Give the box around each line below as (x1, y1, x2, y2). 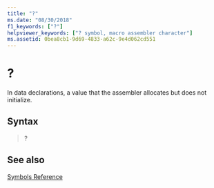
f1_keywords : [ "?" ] (7, 23, 64, 30)
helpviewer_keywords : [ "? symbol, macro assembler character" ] (7, 29, 193, 37)
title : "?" (7, 10, 39, 17)
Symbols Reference (7, 172, 64, 180)
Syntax (7, 115, 39, 128)
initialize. (7, 96, 32, 104)
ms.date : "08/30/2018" (7, 17, 72, 23)
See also (7, 154, 45, 166)
